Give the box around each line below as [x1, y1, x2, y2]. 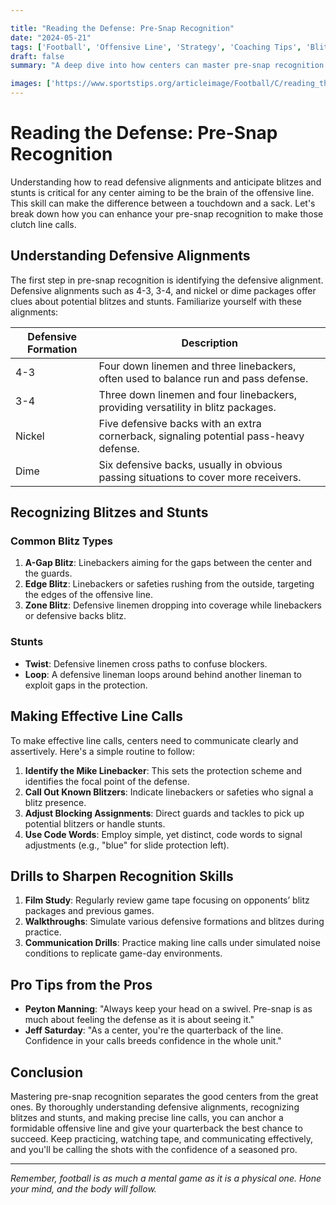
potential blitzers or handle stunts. [24, 817, 166, 830]
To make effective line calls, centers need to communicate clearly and [10, 734, 299, 746]
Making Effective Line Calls [10, 708, 184, 725]
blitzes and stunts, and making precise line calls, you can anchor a [10, 1111, 284, 1123]
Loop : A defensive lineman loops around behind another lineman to [24, 668, 303, 680]
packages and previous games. [24, 905, 155, 917]
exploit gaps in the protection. [24, 679, 148, 691]
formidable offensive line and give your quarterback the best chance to [10, 1122, 303, 1134]
